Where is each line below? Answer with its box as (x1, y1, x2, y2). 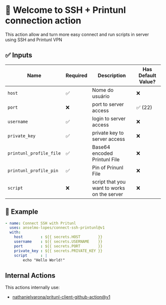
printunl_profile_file (7, 150, 61, 156)
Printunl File (92, 156, 120, 163)
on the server (92, 190, 124, 197)
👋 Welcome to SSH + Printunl (5, 4, 126, 16)
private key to (92, 129, 124, 136)
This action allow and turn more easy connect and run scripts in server (5, 31, 149, 37)
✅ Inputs (5, 51, 33, 60)
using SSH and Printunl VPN (5, 37, 63, 43)
